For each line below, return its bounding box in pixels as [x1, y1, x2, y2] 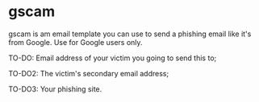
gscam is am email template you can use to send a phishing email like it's [8, 29, 252, 39]
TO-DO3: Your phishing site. [8, 84, 102, 94]
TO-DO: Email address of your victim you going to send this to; [8, 53, 217, 63]
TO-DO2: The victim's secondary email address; [8, 68, 169, 78]
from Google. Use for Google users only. [8, 37, 143, 47]
